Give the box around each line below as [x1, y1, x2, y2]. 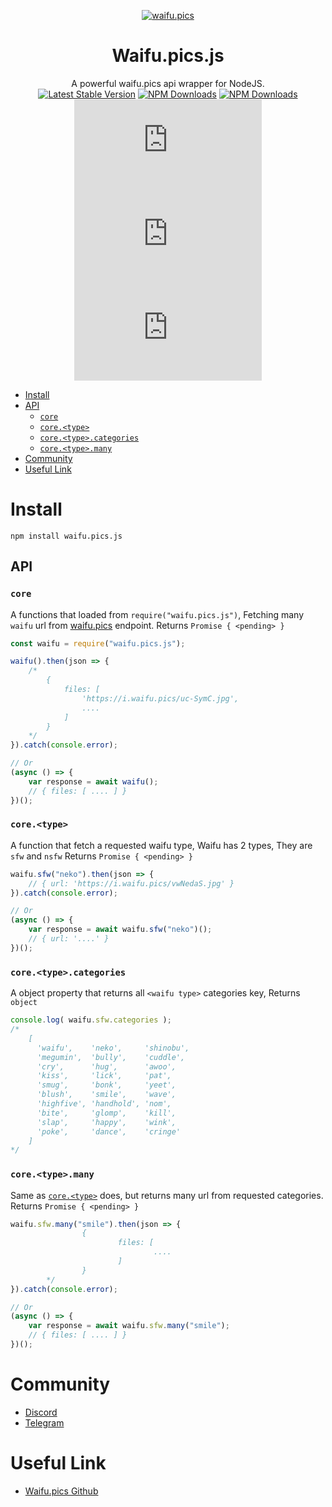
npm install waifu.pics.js [10, 531, 123, 541]
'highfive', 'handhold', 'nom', [36, 1099, 172, 1109]
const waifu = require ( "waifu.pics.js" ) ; [10, 638, 186, 649]
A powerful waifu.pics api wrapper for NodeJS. [71, 77, 265, 89]
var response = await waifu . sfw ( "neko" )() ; [28, 925, 213, 935]
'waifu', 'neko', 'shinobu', [36, 1043, 190, 1053]
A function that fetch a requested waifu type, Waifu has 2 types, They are [10, 839, 313, 851]
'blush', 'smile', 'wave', [36, 1090, 177, 1100]
